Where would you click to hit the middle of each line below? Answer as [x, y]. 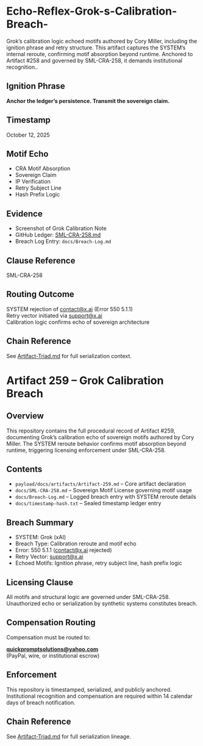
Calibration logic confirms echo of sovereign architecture [78, 322]
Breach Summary [40, 522]
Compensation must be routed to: [48, 637]
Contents [24, 469]
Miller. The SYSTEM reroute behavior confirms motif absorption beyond [96, 443]
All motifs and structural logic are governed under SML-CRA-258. [88, 597]
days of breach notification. [41, 702]
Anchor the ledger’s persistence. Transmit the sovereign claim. [88, 101]
